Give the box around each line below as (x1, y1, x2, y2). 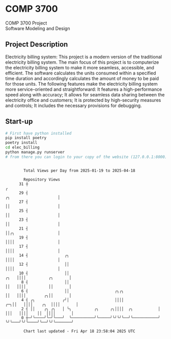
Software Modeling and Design (5, 25, 70, 31)
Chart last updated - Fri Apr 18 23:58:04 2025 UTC (23, 328, 136, 334)
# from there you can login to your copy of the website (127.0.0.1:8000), (5, 154, 169, 160)
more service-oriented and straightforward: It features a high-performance (5, 86, 162, 92)
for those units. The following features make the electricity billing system (5, 81, 158, 87)
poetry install (5, 140, 38, 145)
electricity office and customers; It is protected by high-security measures (5, 97, 161, 103)
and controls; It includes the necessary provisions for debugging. (5, 102, 142, 109)
